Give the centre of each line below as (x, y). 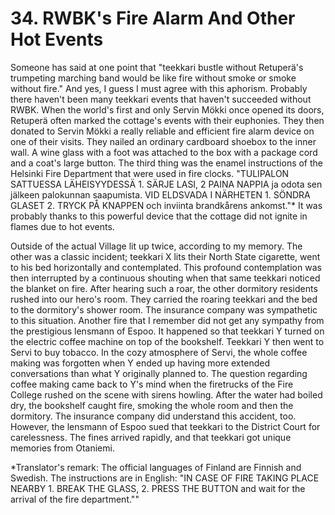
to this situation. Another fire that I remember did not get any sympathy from (167, 320)
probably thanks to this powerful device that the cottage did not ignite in (159, 216)
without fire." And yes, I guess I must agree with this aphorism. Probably (159, 88)
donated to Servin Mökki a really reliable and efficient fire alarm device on (162, 131)
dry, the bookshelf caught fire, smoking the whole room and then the (152, 405)
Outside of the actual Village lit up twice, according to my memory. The (156, 246)
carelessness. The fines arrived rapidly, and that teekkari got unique (151, 437)
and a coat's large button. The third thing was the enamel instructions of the (167, 163)
